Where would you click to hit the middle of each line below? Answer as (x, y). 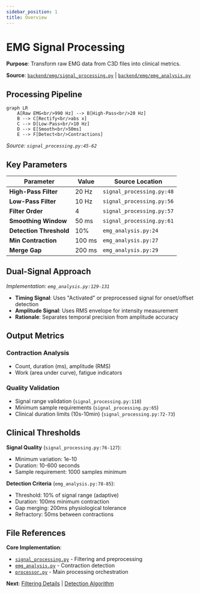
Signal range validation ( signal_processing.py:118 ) (78, 401)
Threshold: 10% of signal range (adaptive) (67, 495)
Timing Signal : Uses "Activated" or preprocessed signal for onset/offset (104, 298)
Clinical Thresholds (44, 433)
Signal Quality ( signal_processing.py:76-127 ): (64, 447)
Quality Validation (33, 388)
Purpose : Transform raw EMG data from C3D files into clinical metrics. (94, 64)
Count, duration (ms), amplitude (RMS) (63, 366)
